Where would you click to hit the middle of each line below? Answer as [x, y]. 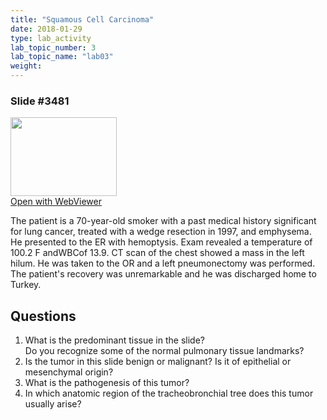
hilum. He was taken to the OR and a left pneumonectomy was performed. [163, 263]
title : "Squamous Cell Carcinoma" [82, 19]
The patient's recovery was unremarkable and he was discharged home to [163, 274]
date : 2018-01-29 [46, 29]
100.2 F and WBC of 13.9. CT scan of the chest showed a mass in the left [157, 253]
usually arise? [53, 404]
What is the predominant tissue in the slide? [114, 340]
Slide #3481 [40, 101]
